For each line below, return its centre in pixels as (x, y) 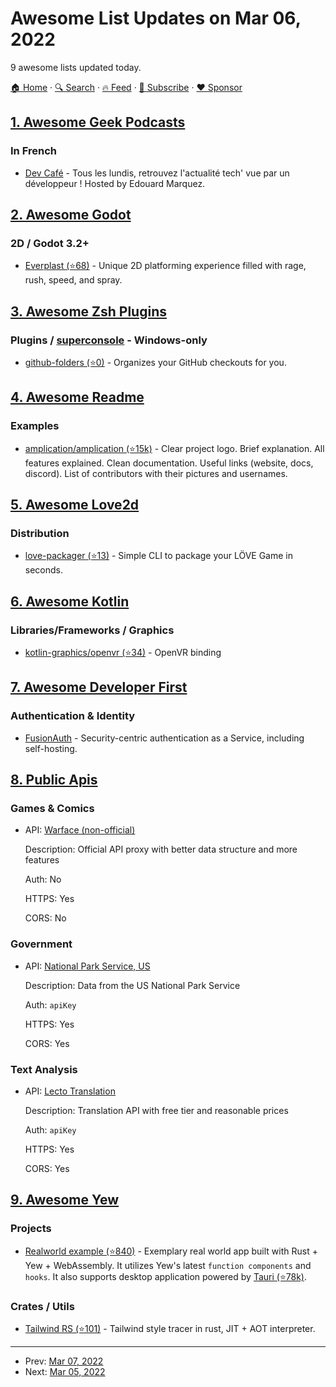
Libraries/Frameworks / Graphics (92, 630)
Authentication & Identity (73, 716)
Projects (31, 1229)
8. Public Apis (54, 780)
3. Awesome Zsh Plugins (88, 311)
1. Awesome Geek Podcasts (98, 122)
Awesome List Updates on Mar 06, (156, 18)
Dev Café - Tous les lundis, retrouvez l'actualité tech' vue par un (157, 173)
